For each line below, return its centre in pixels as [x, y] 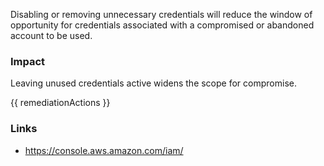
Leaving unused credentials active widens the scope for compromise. [153, 83]
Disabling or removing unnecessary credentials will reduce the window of [161, 14]
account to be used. [51, 35]
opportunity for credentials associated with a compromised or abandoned [162, 25]
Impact [28, 61]
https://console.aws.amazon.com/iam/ [104, 150]
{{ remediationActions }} [60, 103]
